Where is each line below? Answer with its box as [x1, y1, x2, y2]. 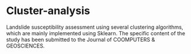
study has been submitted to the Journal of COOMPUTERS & [6, 36, 155, 43]
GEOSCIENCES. [6, 42, 45, 49]
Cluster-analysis [6, 4, 90, 18]
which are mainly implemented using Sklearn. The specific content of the [6, 29, 186, 36]
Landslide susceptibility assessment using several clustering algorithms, [6, 23, 183, 31]
